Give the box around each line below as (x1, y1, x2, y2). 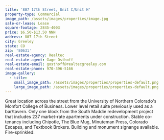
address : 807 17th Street (5, 35, 58, 40)
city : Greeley (5, 39, 34, 44)
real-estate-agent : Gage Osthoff (5, 57, 73, 62)
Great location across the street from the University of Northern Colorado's (5, 98, 157, 104)
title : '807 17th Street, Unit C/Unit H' (5, 7, 91, 12)
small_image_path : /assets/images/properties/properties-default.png (14, 80, 159, 85)
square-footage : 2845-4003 (5, 25, 60, 30)
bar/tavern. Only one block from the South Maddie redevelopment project (5, 108, 153, 114)
